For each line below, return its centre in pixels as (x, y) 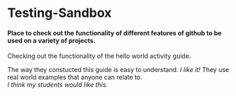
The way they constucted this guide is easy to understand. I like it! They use (118, 70)
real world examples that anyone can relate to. (75, 77)
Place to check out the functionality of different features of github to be (114, 32)
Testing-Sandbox (60, 13)
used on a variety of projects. (51, 40)
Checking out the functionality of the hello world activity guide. (99, 56)
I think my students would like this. (58, 85)
